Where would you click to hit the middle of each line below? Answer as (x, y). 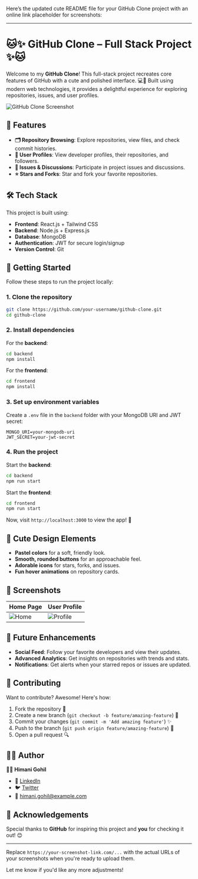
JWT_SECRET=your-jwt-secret (41, 437)
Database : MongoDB (40, 236)
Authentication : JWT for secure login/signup (70, 243)
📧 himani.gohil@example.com (51, 796)
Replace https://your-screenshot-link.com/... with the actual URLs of (93, 852)
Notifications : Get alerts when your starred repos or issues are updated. (103, 665)
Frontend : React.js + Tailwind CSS (56, 224)
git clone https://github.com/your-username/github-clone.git (84, 310)
